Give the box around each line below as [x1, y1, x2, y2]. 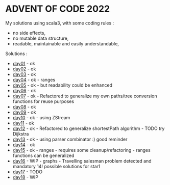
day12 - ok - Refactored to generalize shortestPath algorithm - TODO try [12, 125, 165, 131]
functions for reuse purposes [12, 98, 75, 104]
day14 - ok [12, 141, 36, 148]
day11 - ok [12, 120, 34, 126]
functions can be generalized [12, 152, 75, 158]
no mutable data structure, [12, 35, 69, 41]
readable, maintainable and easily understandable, [12, 40, 119, 46]
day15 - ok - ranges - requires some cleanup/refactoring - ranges [12, 147, 151, 153]
